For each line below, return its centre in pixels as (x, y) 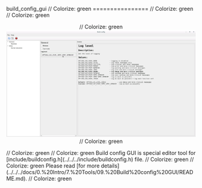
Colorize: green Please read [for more (53, 166)
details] (110, 166)
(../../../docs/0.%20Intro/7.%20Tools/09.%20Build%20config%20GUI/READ (100, 172)
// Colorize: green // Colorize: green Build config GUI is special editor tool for (101, 152)
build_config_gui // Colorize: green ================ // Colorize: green (100, 9)
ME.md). (17, 178)
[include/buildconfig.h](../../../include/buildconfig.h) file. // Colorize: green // (100, 159)
